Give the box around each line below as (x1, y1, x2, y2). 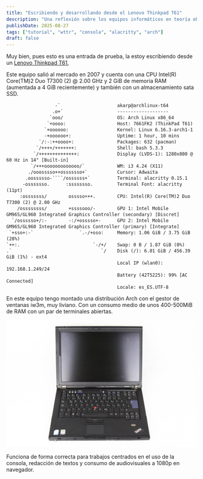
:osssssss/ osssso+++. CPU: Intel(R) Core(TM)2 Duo (19, 194, 190, 200)
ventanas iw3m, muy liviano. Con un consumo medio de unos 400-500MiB (6, 302, 193, 309)
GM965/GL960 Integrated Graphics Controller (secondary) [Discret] (6, 212, 180, 218)
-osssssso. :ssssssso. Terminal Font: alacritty (22, 182, 182, 188)
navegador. (6, 466, 34, 473)
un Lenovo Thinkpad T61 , (6, 59, 69, 67)
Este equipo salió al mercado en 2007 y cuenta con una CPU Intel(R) (6, 71, 177, 78)
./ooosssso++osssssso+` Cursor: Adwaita (28, 170, 158, 176)
